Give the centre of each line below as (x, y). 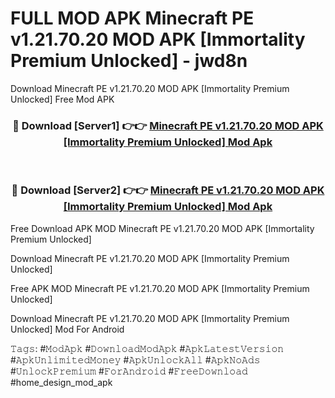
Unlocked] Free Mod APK (62, 99)
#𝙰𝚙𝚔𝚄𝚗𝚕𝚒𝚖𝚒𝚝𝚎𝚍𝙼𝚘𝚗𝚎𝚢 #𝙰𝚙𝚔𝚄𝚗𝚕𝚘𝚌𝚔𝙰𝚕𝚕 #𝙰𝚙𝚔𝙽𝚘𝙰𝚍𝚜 (135, 359)
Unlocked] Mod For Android (67, 329)
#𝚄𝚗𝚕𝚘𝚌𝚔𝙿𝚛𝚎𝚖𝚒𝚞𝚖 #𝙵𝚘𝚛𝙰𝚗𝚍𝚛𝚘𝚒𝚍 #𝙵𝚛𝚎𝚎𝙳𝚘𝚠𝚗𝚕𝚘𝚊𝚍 (129, 371)
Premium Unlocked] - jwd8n (129, 61)
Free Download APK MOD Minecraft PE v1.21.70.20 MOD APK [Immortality (162, 228)
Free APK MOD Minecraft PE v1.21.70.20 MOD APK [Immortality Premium (160, 288)
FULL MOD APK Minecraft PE (132, 18)
